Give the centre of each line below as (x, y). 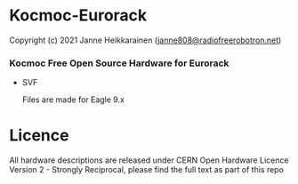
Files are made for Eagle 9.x (73, 100)
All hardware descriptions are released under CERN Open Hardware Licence (149, 160)
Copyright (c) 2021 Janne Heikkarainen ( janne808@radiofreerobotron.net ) (145, 40)
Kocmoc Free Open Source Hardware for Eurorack (119, 63)
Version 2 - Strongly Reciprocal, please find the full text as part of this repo (147, 170)
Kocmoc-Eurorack (78, 16)
